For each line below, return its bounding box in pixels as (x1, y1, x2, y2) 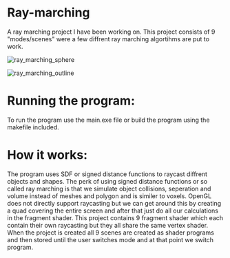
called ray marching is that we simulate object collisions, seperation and (7, 184, 211, 193)
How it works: (7, 147, 88, 163)
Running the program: (7, 93, 136, 109)
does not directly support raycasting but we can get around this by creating (7, 199, 222, 207)
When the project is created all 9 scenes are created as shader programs (7, 228, 215, 237)
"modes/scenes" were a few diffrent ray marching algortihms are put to (7, 34, 210, 43)
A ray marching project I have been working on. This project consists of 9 (7, 28, 216, 36)
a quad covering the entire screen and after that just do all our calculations (7, 206, 219, 215)
